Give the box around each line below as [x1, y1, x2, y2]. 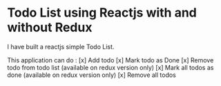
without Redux [7, 19, 93, 35]
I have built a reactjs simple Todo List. [7, 42, 115, 51]
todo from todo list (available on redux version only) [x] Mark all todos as [7, 63, 214, 71]
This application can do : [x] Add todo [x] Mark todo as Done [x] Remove [7, 55, 214, 64]
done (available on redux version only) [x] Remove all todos [7, 71, 176, 79]
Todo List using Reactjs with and [7, 5, 197, 21]
